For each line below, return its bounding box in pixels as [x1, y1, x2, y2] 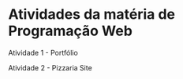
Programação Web [8, 22, 133, 40]
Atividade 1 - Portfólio [8, 48, 79, 57]
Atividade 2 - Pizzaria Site [8, 63, 92, 72]
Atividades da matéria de [8, 5, 176, 23]
